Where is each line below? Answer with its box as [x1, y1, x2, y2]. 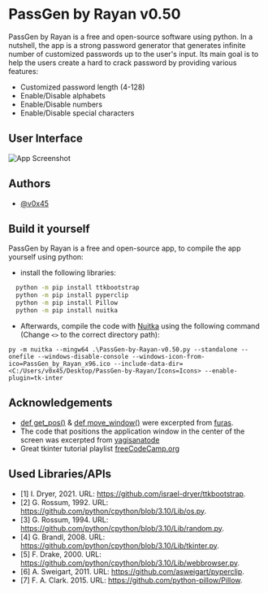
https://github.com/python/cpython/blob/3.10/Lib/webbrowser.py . [19, 558, 240, 568]
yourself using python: [8, 252, 84, 262]
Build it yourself [8, 221, 91, 236]
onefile [8, 352, 35, 360]
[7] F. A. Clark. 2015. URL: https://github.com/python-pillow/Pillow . [19, 575, 243, 585]
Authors [8, 177, 51, 191]
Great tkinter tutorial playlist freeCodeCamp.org [19, 443, 180, 453]
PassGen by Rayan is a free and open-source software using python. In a [8, 32, 253, 41]
